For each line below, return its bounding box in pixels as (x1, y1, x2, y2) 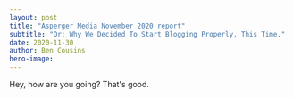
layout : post (9, 12, 58, 22)
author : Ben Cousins (9, 46, 87, 55)
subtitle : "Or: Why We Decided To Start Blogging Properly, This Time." (9, 29, 286, 38)
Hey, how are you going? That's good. (9, 79, 150, 89)
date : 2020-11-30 (9, 37, 74, 47)
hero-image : (9, 54, 54, 63)
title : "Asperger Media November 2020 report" (9, 21, 186, 30)
